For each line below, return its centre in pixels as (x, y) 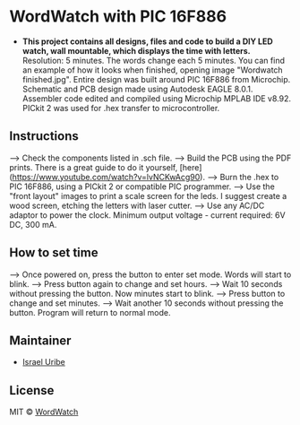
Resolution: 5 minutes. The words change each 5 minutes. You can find (153, 60)
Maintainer (40, 340)
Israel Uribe (43, 362)
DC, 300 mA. (33, 224)
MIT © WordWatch (44, 412)
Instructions (44, 136)
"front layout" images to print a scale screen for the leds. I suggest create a (148, 195)
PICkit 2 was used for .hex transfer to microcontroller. (121, 108)
